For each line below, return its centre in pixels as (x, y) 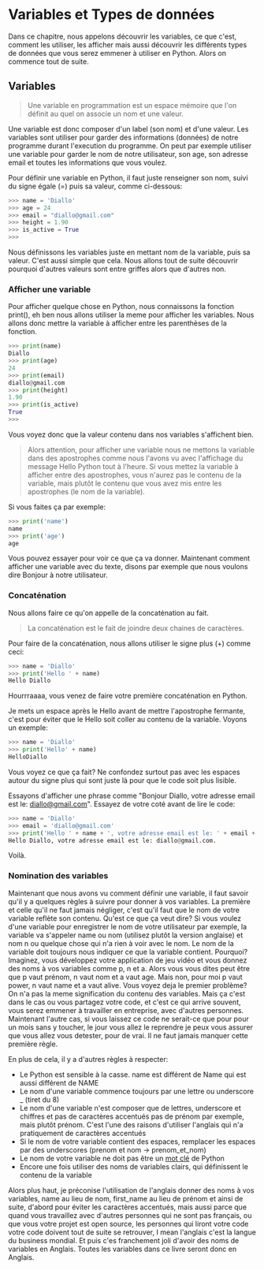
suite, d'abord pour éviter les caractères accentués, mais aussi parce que (127, 1207)
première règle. (33, 1044)
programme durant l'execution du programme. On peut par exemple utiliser (130, 145)
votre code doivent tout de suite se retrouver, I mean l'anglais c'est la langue (132, 1232)
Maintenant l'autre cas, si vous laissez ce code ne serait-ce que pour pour (129, 1019)
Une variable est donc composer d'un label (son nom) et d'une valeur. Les (128, 128)
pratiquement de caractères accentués (83, 1133)
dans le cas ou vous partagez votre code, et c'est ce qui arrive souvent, (125, 1002)
